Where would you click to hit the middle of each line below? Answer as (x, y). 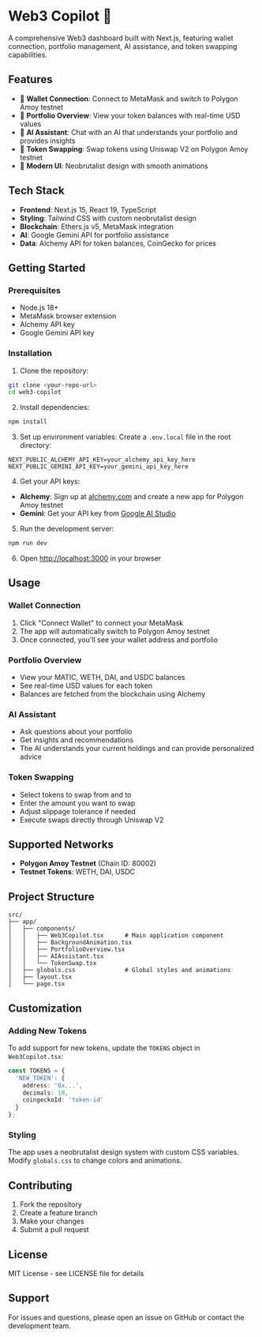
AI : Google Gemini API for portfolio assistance (94, 235)
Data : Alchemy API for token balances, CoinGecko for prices (118, 243)
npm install (28, 422)
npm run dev (28, 543)
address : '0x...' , (52, 1085)
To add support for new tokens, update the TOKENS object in (104, 1048)
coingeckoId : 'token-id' (63, 1100)
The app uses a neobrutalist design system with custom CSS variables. (124, 1152)
